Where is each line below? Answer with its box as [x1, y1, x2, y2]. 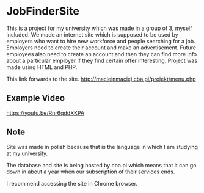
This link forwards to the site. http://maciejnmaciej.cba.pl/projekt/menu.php [6, 75, 197, 82]
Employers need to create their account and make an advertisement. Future [6, 44, 197, 51]
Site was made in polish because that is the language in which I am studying [6, 143, 199, 150]
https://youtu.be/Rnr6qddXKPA [6, 109, 84, 117]
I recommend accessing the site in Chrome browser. [6, 180, 138, 187]
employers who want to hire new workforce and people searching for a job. [6, 37, 195, 45]
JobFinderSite [6, 4, 79, 18]
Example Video [6, 93, 65, 103]
